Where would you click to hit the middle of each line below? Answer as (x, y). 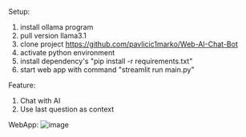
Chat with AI (40, 101)
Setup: (19, 12)
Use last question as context (67, 109)
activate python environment (67, 52)
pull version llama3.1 (53, 36)
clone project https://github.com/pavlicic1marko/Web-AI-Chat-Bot (129, 44)
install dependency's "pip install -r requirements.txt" (106, 61)
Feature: (22, 85)
